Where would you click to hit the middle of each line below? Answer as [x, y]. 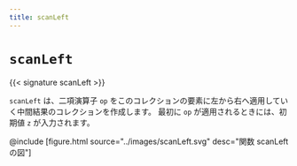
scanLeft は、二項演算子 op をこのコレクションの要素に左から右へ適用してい [149, 100]
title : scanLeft [39, 17]
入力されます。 [68, 122]
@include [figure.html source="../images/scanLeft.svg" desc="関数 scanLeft [149, 141]
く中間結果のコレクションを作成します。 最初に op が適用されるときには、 [144, 111]
